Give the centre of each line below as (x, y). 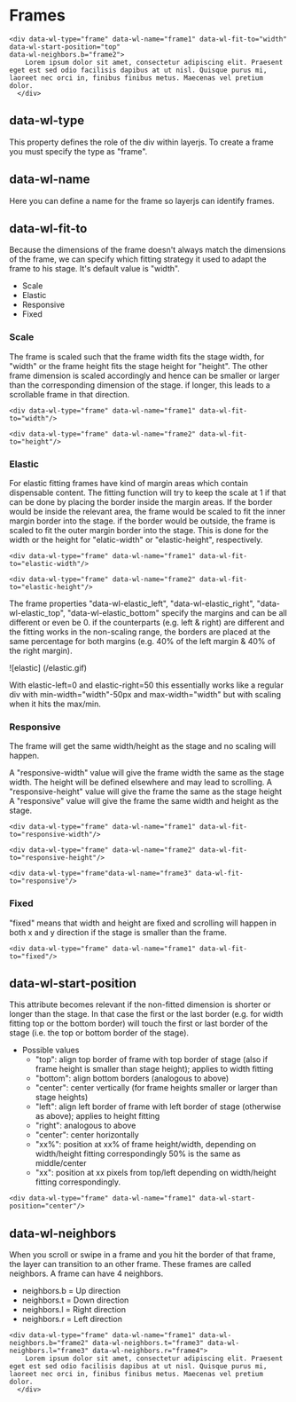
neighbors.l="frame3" (49, 1351)
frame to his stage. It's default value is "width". (94, 269)
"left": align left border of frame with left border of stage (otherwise (158, 1107)
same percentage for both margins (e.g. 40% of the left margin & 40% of (142, 641)
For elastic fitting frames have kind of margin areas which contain (129, 483)
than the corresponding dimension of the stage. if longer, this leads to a (140, 385)
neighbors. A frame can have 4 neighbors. (86, 1273)
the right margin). (41, 650)
